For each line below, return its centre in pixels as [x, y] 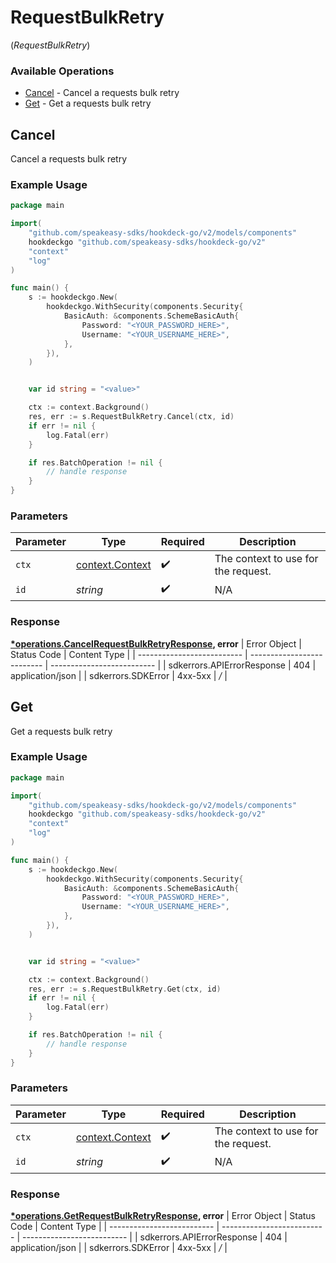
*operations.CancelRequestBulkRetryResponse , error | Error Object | [156, 643]
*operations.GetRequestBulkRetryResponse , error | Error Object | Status [163, 1216]
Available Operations [62, 71]
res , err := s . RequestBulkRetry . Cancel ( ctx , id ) [131, 417]
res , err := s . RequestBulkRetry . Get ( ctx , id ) [125, 989]
